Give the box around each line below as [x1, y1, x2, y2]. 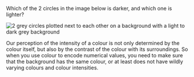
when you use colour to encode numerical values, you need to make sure [6, 52, 183, 58]
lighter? [6, 11, 25, 18]
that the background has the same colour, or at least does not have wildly [6, 58, 183, 65]
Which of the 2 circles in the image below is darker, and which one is [6, 5, 172, 12]
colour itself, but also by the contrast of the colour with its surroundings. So [6, 46, 189, 53]
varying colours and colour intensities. [6, 64, 98, 71]
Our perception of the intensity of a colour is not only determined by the [6, 40, 180, 46]
